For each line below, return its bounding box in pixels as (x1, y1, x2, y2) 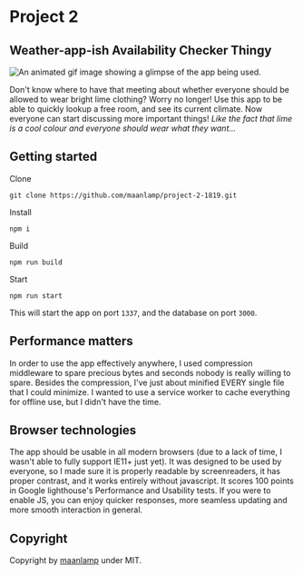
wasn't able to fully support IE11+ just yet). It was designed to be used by (9, 456, 282, 467)
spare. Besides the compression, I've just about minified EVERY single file (9, 377, 285, 388)
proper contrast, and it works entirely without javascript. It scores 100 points (9, 475, 295, 487)
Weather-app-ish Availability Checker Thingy (9, 43, 272, 58)
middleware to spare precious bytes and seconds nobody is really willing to (9, 367, 291, 378)
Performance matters (9, 333, 133, 349)
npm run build (9, 257, 64, 267)
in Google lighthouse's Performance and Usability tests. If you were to (9, 485, 271, 496)
